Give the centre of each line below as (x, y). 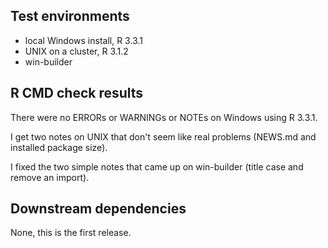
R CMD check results (77, 93)
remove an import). (50, 177)
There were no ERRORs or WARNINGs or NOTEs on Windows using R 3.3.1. (164, 117)
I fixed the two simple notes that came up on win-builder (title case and (157, 166)
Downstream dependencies (98, 209)
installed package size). (59, 147)
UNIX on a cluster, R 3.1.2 (76, 51)
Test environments (70, 16)
